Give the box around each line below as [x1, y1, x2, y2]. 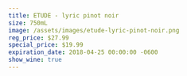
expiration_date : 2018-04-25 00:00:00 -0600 [8, 48, 158, 56]
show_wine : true [8, 56, 62, 64]
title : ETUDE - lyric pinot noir [8, 11, 119, 20]
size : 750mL [8, 19, 48, 27]
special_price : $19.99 [8, 41, 84, 49]
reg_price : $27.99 [8, 33, 69, 42]
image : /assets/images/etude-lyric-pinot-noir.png [8, 26, 180, 34]
